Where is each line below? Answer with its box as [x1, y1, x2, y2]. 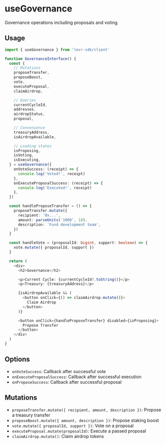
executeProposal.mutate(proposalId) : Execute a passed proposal [11, 428, 147, 434]
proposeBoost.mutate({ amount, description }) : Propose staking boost [11, 417, 159, 423]
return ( [9, 258, 27, 263]
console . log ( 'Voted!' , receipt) [17, 171, 85, 176]
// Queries [13, 98, 36, 103]
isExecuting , [13, 158, 41, 163]
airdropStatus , [13, 112, 45, 117]
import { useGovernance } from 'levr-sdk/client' [4, 47, 110, 52]
